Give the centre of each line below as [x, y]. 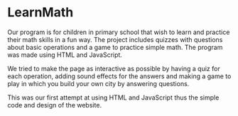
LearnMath [40, 12]
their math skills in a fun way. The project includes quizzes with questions [115, 39]
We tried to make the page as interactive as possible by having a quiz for [114, 68]
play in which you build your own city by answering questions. [98, 83]
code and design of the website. [54, 105]
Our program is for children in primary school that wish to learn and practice [119, 32]
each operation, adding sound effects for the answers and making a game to [119, 76]
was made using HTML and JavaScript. [65, 55]
